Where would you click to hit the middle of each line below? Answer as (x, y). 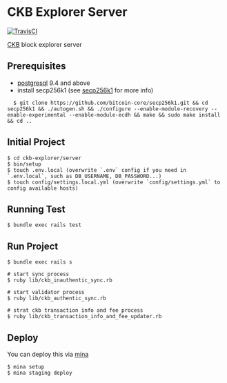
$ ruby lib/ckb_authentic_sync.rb (57, 298)
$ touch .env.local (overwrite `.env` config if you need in (97, 170)
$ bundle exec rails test (44, 225)
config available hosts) (43, 188)
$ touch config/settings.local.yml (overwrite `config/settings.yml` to (114, 182)
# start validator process (46, 293)
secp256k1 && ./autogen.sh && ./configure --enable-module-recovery (108, 109)
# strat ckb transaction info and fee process (75, 311)
